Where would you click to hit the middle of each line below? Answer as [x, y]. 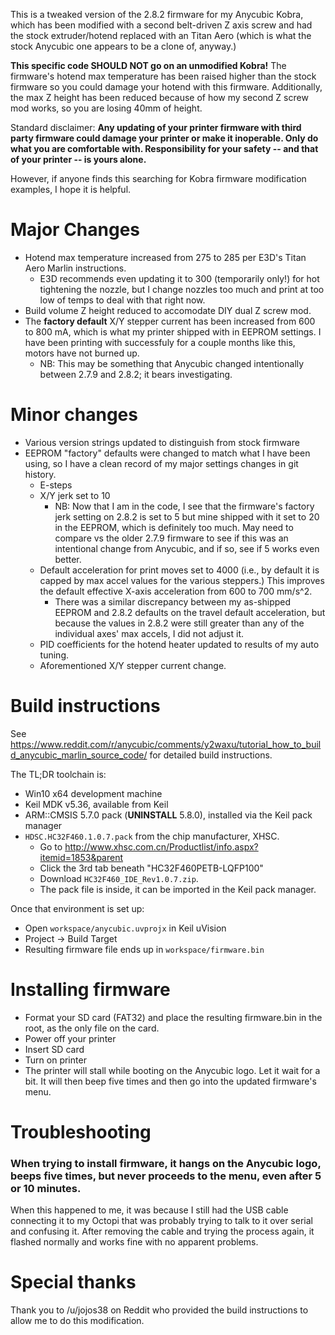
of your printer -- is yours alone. [78, 159]
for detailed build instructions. [211, 755]
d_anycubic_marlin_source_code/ [79, 755]
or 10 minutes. [46, 1188]
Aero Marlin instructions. [75, 268]
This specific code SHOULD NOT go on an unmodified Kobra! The [148, 65]
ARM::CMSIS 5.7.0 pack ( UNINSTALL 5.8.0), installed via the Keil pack [168, 815]
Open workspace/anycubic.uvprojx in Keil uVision [125, 928]
